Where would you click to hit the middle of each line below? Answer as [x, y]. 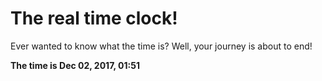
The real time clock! [94, 18]
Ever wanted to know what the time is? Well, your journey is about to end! [161, 46]
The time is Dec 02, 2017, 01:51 [75, 65]
